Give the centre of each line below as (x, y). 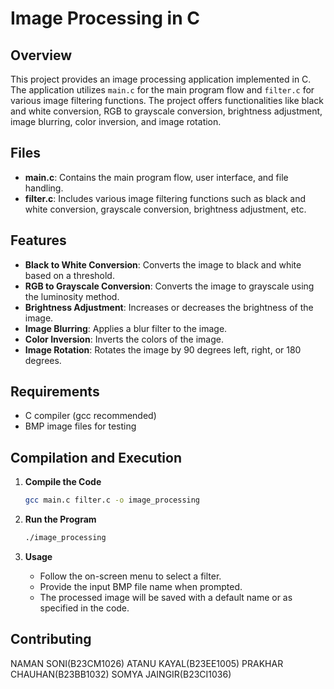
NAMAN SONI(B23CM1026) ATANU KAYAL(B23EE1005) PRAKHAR (147, 663)
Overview (41, 55)
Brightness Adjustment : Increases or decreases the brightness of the (169, 307)
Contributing (51, 639)
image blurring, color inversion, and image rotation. (116, 121)
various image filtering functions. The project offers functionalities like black (167, 100)
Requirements (55, 392)
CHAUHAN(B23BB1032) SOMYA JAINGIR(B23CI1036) (121, 674)
